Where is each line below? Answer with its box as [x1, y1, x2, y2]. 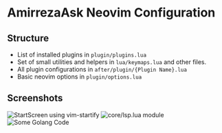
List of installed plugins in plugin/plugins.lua [16, 50, 146, 59]
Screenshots [7, 92, 63, 104]
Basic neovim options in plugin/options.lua [16, 72, 142, 81]
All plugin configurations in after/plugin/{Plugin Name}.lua [16, 65, 188, 73]
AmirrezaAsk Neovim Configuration [7, 5, 216, 21]
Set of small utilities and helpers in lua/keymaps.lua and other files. [16, 58, 207, 66]
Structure [7, 32, 49, 44]
